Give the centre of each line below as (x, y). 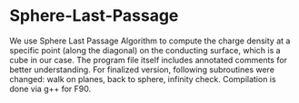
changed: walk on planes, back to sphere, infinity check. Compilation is (143, 79)
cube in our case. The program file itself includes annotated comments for (149, 60)
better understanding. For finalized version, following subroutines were (142, 70)
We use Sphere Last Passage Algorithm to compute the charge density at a (150, 41)
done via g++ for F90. (50, 89)
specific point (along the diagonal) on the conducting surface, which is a (145, 50)
